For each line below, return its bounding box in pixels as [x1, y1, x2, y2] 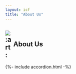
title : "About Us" [5, 12, 43, 17]
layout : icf [5, 7, 30, 12]
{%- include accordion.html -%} [5, 64, 71, 70]
